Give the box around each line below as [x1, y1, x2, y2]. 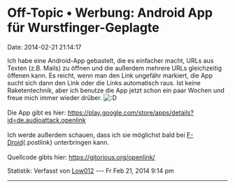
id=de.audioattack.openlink [7, 115, 86, 124]
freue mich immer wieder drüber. [7, 93, 103, 102]
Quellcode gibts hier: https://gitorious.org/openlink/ [7, 152, 155, 161]
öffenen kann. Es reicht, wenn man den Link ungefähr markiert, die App [7, 71, 213, 80]
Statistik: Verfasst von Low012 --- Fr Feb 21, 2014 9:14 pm [7, 166, 175, 175]
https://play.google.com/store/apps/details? [67, 108, 194, 117]
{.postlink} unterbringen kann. [22, 138, 110, 146]
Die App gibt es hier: [7, 108, 66, 117]
